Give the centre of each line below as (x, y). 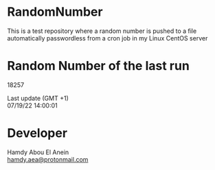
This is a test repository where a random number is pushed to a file (102, 31)
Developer (37, 133)
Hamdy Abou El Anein (38, 152)
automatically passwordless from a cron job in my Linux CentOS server (107, 38)
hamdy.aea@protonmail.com (48, 159)
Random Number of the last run (99, 66)
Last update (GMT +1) (38, 98)
